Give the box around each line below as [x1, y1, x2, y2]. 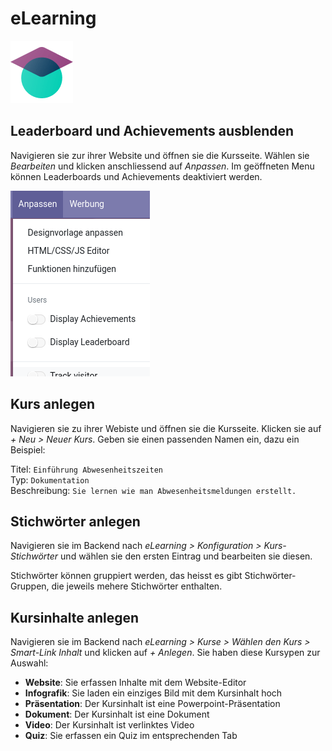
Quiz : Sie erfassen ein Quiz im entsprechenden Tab [24, 730, 238, 742]
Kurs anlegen [10, 396, 96, 413]
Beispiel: [10, 443, 46, 456]
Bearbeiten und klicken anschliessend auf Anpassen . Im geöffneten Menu [10, 160, 315, 172]
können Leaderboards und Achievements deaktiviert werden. [10, 170, 263, 182]
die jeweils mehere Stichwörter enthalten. [51, 580, 223, 592]
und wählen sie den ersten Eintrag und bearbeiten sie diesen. [60, 550, 313, 562]
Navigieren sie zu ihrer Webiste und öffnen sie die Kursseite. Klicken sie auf [10, 422, 322, 434]
